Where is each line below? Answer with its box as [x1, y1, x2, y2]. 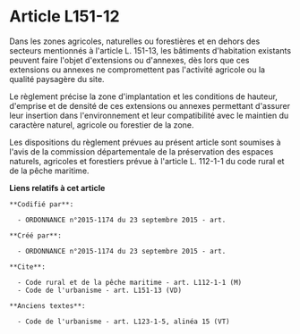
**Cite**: [9, 262, 47, 271]
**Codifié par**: [9, 199, 74, 209]
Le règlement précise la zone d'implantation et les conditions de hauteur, [9, 91, 278, 102]
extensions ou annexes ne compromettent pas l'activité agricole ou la [9, 64, 266, 75]
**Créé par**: [9, 230, 63, 240]
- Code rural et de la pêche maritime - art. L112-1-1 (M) [17, 278, 243, 287]
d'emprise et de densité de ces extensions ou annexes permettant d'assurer [9, 100, 291, 111]
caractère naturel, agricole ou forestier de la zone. [9, 119, 194, 130]
